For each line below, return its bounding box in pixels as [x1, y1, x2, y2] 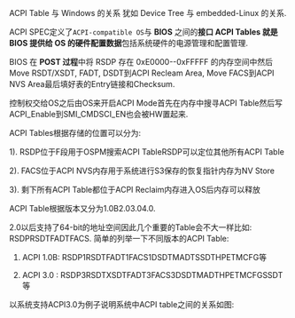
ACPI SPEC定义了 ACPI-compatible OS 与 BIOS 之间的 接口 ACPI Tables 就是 [9, 27, 278, 37]
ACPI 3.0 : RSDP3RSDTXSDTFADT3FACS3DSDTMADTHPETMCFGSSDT [21, 270, 283, 280]
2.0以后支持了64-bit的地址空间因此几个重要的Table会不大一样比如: [9, 222, 252, 233]
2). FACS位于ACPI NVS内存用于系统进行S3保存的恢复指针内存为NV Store [9, 165, 276, 176]
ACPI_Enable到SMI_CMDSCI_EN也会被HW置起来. [9, 109, 189, 119]
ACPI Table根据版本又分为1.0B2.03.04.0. [9, 203, 157, 213]
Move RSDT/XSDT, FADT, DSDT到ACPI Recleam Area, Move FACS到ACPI [9, 68, 275, 78]
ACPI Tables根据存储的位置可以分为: [9, 128, 142, 138]
